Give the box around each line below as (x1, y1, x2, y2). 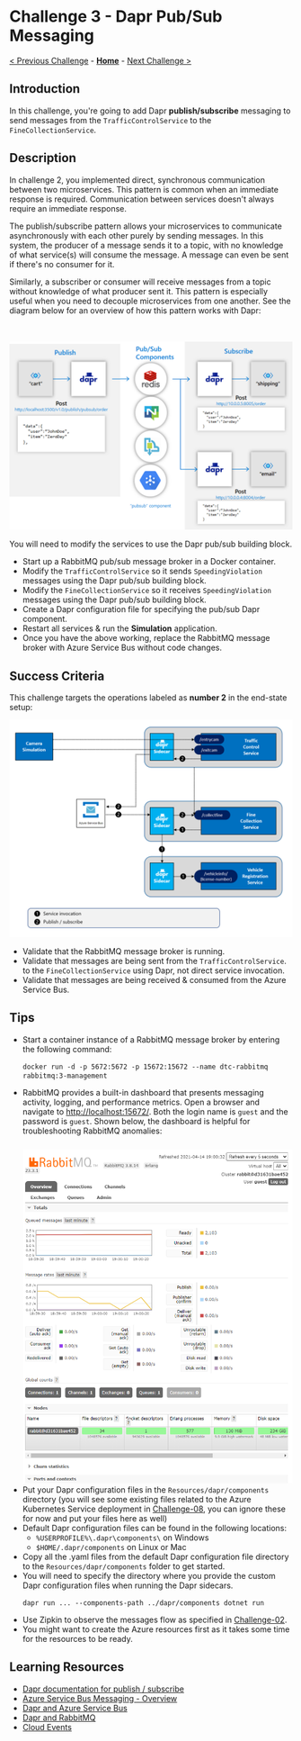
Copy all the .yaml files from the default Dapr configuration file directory (22, 1551, 289, 1562)
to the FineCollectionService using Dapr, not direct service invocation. (22, 965, 285, 976)
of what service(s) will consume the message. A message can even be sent (9, 249, 289, 260)
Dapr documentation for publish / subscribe (22, 1683, 184, 1694)
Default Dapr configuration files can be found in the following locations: (22, 1522, 288, 1533)
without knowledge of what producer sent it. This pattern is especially (9, 285, 268, 296)
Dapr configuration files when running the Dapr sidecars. (22, 1580, 234, 1591)
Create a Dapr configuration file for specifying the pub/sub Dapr (22, 604, 261, 615)
